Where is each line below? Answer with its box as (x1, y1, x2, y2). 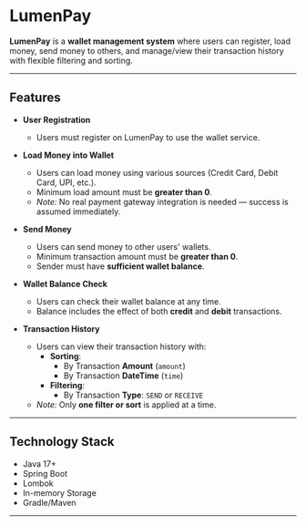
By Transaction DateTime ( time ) (63, 370, 184, 381)
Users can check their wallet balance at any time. (36, 295, 221, 306)
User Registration (22, 114, 91, 125)
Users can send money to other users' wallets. (36, 241, 211, 252)
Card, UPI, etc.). (36, 177, 97, 188)
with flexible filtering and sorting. (9, 55, 134, 66)
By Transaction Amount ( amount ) (63, 360, 187, 371)
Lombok (22, 478, 55, 489)
